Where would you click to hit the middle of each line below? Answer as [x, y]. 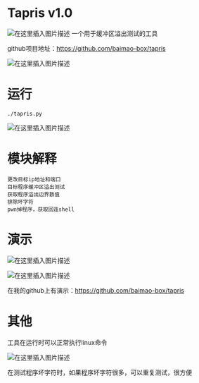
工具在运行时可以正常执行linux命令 [57, 342]
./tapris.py [25, 114]
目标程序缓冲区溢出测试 [36, 187]
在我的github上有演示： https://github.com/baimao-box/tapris [96, 290]
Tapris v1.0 [40, 13]
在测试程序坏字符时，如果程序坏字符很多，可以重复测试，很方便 [99, 372]
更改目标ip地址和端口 [34, 179]
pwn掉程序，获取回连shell [41, 209]
